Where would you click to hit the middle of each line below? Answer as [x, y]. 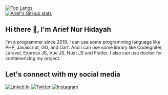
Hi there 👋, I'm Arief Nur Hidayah [58, 30]
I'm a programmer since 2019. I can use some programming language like [83, 42]
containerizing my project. [33, 58]
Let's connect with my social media [63, 74]
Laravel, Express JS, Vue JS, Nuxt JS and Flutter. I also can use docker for [84, 53]
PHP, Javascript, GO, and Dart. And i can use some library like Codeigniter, [84, 47]
